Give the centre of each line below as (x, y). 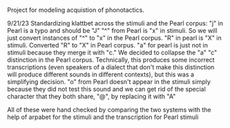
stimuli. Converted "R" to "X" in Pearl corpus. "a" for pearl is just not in (108, 45)
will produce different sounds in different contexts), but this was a (101, 74)
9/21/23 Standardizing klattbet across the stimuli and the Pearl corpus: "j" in (115, 23)
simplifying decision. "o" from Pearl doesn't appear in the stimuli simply (109, 82)
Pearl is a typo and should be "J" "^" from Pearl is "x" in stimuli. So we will (112, 31)
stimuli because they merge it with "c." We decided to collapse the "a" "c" (112, 52)
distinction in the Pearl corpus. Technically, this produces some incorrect (111, 60)
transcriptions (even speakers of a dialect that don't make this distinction (111, 67)
